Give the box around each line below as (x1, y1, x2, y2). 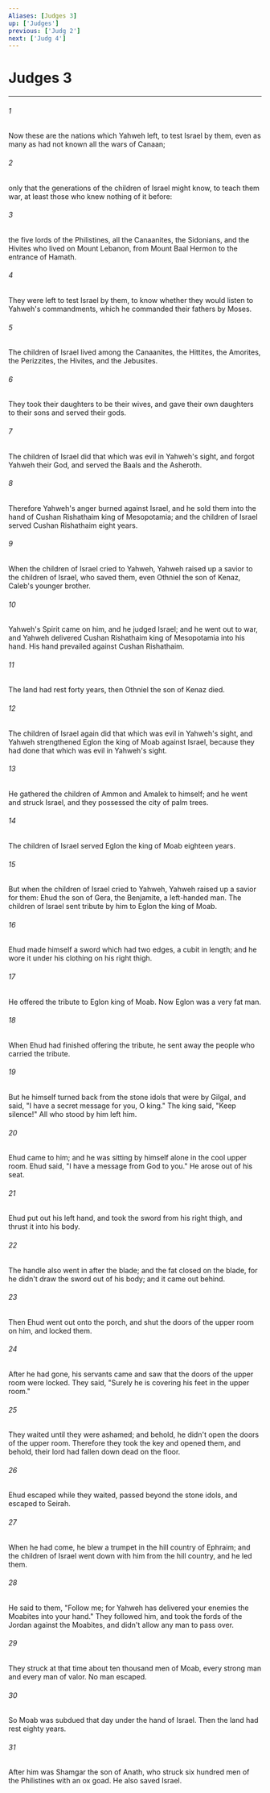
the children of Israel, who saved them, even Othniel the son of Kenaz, (8, 573, 241, 583)
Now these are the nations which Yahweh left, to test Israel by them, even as (8, 131, 261, 141)
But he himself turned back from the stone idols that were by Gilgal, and (8, 1093, 247, 1102)
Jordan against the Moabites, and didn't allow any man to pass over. (8, 1620, 235, 1629)
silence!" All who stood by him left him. (8, 1110, 137, 1119)
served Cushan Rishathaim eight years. (8, 521, 138, 530)
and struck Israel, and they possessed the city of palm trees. (8, 797, 209, 807)
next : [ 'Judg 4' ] (8, 34, 67, 43)
